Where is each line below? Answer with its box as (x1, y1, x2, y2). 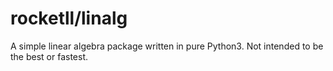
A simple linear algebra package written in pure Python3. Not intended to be (10, 40, 324, 52)
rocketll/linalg (10, 7, 128, 30)
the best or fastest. (10, 50, 89, 62)
